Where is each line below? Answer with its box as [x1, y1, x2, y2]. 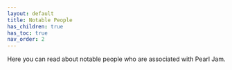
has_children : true [7, 23, 64, 30]
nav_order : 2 [7, 36, 45, 43]
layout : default [7, 10, 54, 17]
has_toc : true [7, 29, 48, 37]
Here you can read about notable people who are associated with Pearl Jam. [7, 55, 226, 63]
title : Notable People [7, 17, 73, 24]
